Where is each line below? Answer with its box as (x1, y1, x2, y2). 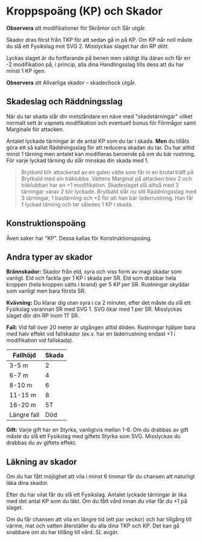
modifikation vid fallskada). (6, 337, 74, 344)
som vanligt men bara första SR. (6, 287, 86, 295)
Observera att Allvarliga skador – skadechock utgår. (6, 79, 137, 86)
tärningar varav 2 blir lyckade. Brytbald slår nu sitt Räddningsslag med (21, 188, 197, 195)
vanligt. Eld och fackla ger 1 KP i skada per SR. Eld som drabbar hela (6, 274, 177, 282)
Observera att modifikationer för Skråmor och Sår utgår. (6, 24, 146, 32)
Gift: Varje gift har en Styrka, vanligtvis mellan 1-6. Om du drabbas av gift (6, 426, 189, 433)
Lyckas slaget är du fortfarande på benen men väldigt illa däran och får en (6, 54, 191, 61)
